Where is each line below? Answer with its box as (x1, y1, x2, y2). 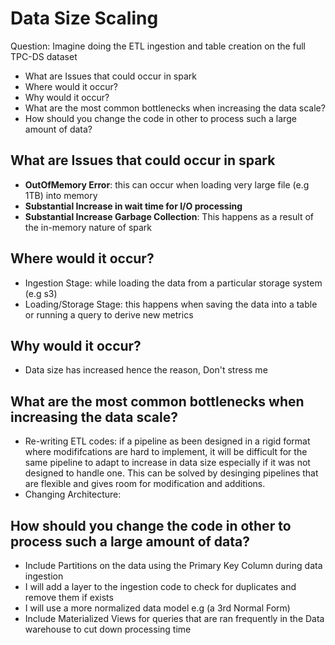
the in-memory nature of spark (24, 221, 153, 233)
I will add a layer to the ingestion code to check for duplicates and (24, 581, 297, 592)
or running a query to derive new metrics (24, 308, 194, 321)
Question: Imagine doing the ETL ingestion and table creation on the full (10, 40, 306, 52)
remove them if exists (24, 592, 114, 603)
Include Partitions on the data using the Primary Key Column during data (24, 560, 323, 571)
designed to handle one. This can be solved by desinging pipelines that (24, 467, 319, 479)
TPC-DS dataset (10, 50, 78, 62)
